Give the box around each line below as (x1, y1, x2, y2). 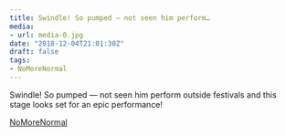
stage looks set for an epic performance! (9, 99, 163, 110)
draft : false (9, 47, 59, 57)
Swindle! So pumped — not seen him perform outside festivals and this (9, 89, 277, 100)
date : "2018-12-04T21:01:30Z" (9, 38, 125, 48)
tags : (9, 56, 30, 65)
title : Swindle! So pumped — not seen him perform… (9, 13, 210, 23)
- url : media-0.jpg (9, 30, 84, 39)
